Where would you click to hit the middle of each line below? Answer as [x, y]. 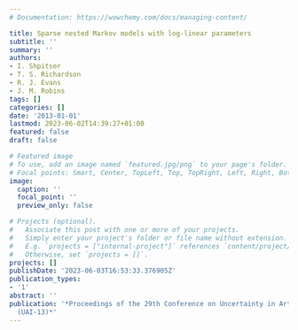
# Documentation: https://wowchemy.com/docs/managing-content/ [129, 17]
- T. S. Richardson [45, 75]
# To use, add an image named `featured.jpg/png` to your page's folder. [149, 165]
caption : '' [39, 189]
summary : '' [31, 50]
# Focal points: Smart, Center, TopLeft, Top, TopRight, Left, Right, [142, 173]
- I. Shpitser [35, 66]
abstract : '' [33, 295]
